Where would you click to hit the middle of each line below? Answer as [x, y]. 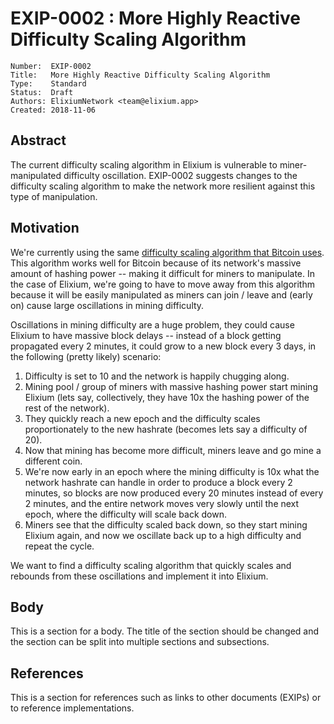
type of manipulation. [54, 196]
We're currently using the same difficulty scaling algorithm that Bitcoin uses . [167, 252]
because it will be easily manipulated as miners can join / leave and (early [161, 294]
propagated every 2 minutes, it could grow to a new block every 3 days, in [163, 346]
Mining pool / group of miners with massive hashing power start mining [171, 386]
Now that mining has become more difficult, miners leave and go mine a [173, 450]
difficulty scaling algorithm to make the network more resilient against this [163, 186]
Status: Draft [42, 92]
